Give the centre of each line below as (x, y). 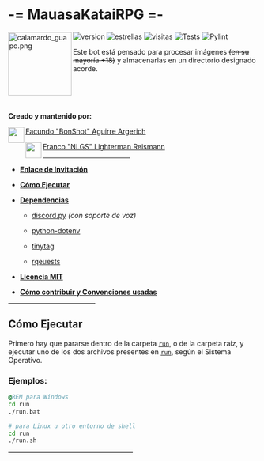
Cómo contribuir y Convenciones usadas (88, 292)
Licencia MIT (41, 276)
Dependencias (44, 200)
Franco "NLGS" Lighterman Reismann (104, 146)
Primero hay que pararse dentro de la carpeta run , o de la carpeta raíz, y (126, 343)
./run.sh (23, 440)
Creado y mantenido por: (50, 115)
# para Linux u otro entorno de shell (72, 426)
